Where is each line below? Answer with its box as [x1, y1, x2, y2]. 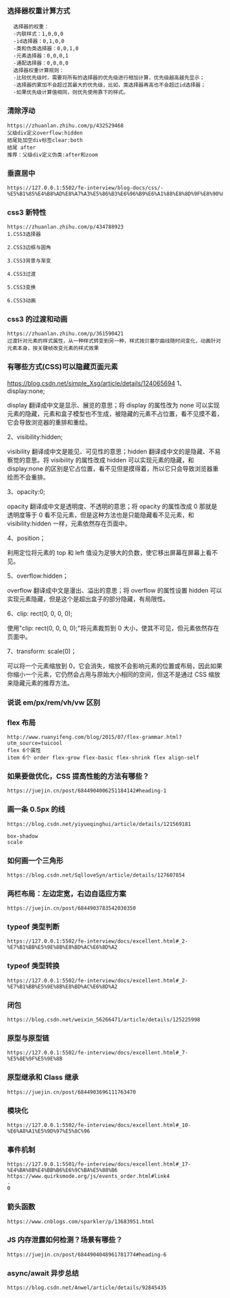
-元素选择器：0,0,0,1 [13, 53, 68, 60]
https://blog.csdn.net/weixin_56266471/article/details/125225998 [7, 1017, 201, 1024]
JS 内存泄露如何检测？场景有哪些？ [7, 1235, 123, 1244]
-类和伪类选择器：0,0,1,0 [13, 45, 79, 52]
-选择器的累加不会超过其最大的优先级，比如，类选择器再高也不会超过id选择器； [13, 82, 206, 88]
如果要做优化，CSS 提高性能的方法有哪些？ [7, 771, 149, 781]
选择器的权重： [13, 23, 49, 30]
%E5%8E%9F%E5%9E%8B [7, 1055, 63, 1063]
